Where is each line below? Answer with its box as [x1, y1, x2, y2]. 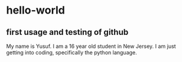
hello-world [6, 4, 66, 17]
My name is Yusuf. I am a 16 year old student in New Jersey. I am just [6, 43, 176, 50]
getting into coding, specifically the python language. [6, 49, 137, 56]
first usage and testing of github [6, 27, 129, 37]
